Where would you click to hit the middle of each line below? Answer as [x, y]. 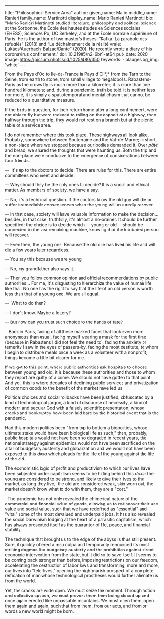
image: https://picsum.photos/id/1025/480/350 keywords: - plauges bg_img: [82, 59]
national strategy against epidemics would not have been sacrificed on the [80, 443]
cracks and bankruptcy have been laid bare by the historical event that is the [82, 413]
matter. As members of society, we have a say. [52, 190]
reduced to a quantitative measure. [40, 100]
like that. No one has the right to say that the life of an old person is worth [79, 288]
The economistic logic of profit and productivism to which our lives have [78, 468]
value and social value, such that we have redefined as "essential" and [76, 509]
